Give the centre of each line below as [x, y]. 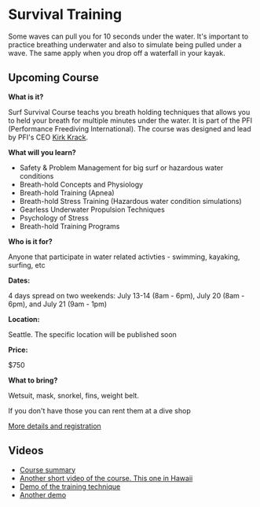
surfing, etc [27, 265]
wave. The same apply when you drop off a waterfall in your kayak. [117, 53]
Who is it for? [30, 241]
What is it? [26, 97]
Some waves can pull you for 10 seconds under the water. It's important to [128, 36]
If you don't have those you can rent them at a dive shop [99, 410]
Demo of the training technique [70, 487]
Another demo [43, 494]
